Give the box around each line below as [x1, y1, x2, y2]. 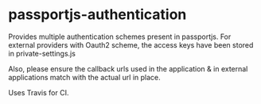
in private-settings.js [8, 48, 76, 58]
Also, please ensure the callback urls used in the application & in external [8, 64, 248, 73]
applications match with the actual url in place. [8, 72, 161, 82]
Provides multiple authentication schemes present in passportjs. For [8, 32, 232, 41]
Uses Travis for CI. [8, 87, 69, 97]
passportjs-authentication [8, 6, 187, 24]
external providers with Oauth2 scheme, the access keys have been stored [8, 40, 254, 49]
